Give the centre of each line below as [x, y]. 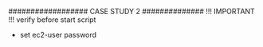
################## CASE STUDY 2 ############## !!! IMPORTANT [131, 11]
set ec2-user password [58, 35]
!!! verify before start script [52, 20]
